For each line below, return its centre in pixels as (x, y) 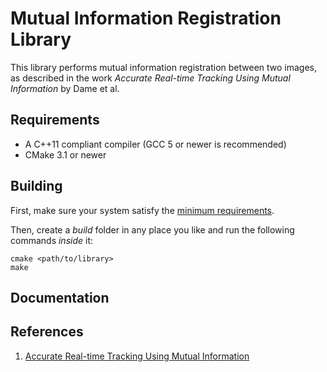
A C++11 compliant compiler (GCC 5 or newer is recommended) (155, 144)
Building (36, 186)
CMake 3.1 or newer (65, 154)
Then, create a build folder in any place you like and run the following (152, 229)
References (47, 332)
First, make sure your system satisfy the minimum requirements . (142, 210)
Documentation (60, 297)
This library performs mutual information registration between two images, (164, 67)
